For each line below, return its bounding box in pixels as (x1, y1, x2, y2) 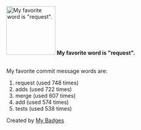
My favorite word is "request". (56, 49, 136, 56)
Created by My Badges (6, 117, 64, 124)
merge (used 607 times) (15, 92, 76, 99)
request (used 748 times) (15, 79, 79, 86)
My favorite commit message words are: (6, 67, 108, 75)
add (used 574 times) (15, 98, 69, 106)
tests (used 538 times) (15, 105, 72, 112)
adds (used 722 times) (15, 86, 72, 93)
